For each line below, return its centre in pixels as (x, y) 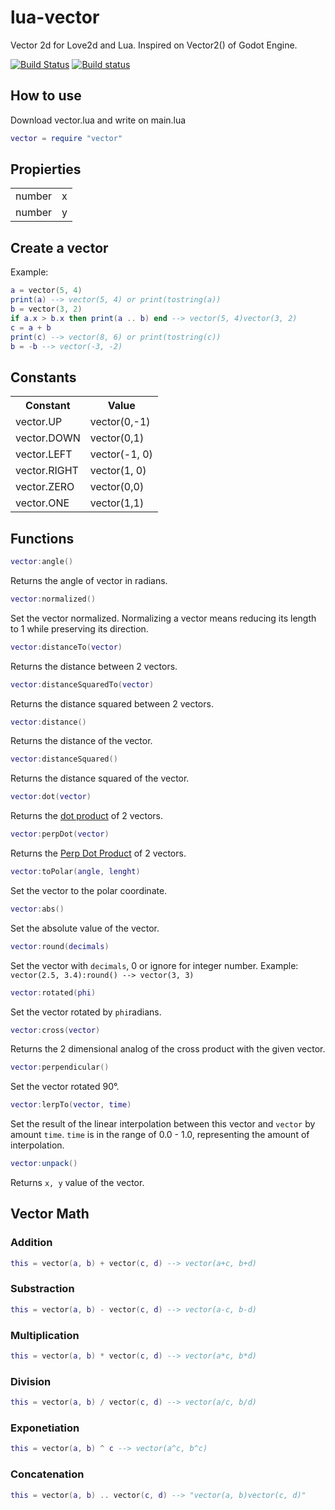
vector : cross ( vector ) (55, 1030)
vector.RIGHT (47, 471)
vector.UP (39, 422)
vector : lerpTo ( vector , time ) (71, 1105)
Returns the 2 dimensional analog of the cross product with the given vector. (168, 1049)
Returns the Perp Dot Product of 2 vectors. (98, 853)
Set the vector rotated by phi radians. (86, 1012)
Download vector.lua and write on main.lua (98, 120)
